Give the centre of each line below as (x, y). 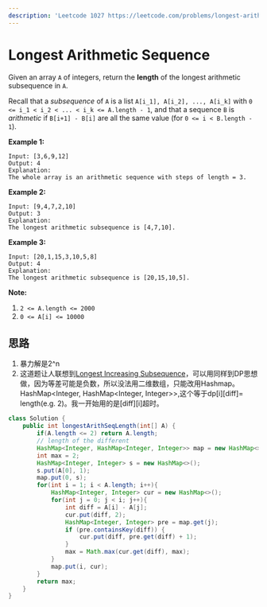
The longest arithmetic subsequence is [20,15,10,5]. (99, 278)
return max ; (57, 582)
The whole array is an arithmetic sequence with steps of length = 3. (128, 177)
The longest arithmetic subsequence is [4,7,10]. (92, 228)
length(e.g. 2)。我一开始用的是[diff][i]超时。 (92, 403)
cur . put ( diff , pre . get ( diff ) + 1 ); (138, 537)
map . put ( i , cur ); (79, 566)
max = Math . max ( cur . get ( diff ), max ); (128, 552)
